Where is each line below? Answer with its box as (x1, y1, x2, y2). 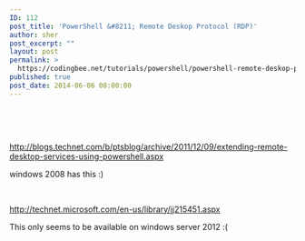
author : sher (9, 30, 59, 39)
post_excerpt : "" (9, 38, 75, 48)
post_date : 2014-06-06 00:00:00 (9, 81, 132, 90)
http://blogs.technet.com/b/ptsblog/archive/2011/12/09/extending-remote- (9, 141, 288, 152)
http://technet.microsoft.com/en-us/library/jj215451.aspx (9, 204, 221, 215)
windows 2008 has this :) (9, 168, 104, 179)
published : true (9, 73, 71, 82)
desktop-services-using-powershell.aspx (9, 151, 164, 162)
